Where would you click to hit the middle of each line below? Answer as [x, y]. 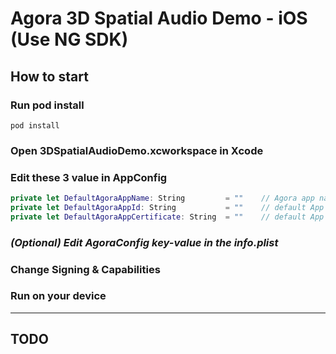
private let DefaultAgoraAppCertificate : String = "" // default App [167, 217]
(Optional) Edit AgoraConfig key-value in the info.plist [144, 242]
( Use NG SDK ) [69, 39]
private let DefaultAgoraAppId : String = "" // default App [167, 207]
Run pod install [47, 105]
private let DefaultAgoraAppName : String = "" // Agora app [162, 198]
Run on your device [58, 296]
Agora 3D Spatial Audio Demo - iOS [159, 18]
